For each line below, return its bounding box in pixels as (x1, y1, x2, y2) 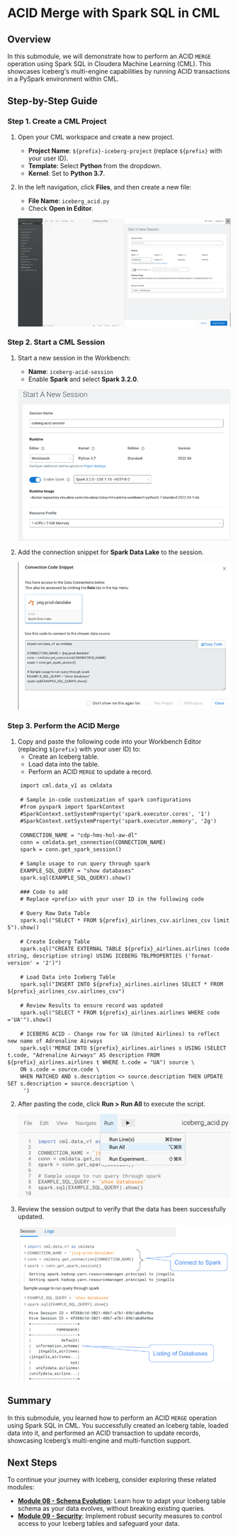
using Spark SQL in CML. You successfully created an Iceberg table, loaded (7, 1421, 229, 1429)
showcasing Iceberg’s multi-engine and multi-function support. (7, 1436, 191, 1445)
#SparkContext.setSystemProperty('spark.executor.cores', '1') (20, 810, 211, 818)
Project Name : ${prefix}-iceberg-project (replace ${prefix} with (28, 146, 222, 155)
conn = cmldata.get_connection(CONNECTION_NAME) (20, 839, 166, 846)
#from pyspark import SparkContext (20, 803, 125, 810)
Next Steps (7, 1456, 57, 1468)
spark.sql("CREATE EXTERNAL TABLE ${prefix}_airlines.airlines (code (20, 945, 230, 952)
